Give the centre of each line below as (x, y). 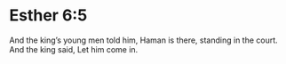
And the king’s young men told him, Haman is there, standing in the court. (143, 40)
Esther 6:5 (48, 16)
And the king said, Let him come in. (74, 49)
